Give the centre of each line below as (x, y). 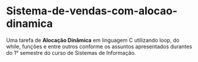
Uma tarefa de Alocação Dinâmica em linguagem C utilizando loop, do (93, 40)
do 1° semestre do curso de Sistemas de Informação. (71, 52)
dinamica (30, 24)
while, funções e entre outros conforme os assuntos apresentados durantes (99, 46)
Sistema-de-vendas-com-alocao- (92, 11)
